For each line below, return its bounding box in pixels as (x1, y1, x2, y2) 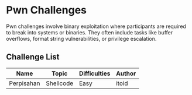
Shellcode (46, 79, 74, 87)
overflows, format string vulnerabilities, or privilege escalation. (6, 35, 157, 42)
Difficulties (78, 69, 111, 78)
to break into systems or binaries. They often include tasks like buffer (6, 29, 173, 36)
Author (116, 69, 136, 78)
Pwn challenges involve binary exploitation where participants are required (6, 23, 186, 30)
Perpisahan (9, 79, 40, 87)
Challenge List (6, 52, 60, 62)
